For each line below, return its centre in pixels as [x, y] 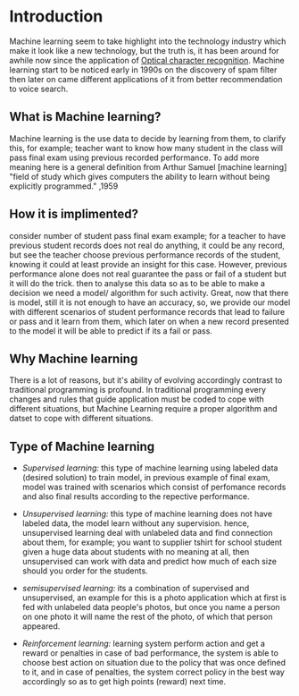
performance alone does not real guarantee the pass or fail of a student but [148, 274]
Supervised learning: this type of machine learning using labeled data [150, 468]
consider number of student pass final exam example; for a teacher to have [148, 235]
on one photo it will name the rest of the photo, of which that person [147, 617]
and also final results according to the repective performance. [136, 497]
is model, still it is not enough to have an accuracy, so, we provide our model [150, 302]
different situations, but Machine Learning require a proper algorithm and [144, 409]
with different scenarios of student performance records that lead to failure [147, 311]
